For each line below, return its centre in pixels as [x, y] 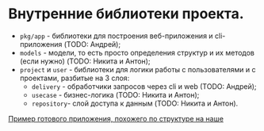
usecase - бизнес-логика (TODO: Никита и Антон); [115, 94]
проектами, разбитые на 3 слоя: [75, 78]
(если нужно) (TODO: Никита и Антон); [85, 61]
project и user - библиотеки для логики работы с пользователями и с [138, 69]
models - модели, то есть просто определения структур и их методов [137, 52]
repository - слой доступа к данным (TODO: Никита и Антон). [135, 103]
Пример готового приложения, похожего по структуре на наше [116, 118]
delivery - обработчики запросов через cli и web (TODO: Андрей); [144, 86]
